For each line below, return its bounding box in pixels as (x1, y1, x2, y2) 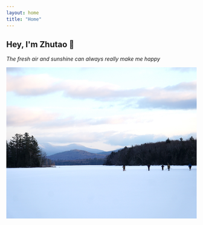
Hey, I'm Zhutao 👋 (6, 39, 74, 50)
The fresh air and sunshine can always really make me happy (6, 55, 161, 63)
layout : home (6, 10, 39, 16)
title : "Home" (6, 16, 42, 22)
